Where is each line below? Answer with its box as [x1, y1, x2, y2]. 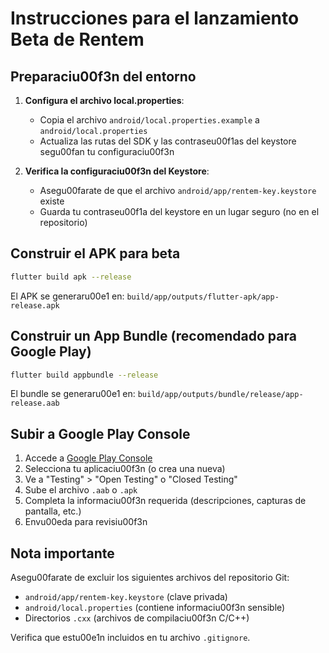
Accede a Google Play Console [24, 452, 153, 464]
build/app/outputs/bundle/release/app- [137, 390, 304, 400]
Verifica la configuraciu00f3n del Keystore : [24, 165, 210, 177]
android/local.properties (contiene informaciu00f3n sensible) [24, 602, 286, 613]
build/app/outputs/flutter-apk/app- [126, 292, 280, 302]
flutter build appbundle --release [10, 370, 159, 380]
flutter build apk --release [10, 272, 132, 282]
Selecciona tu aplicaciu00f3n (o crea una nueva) [24, 463, 226, 475]
